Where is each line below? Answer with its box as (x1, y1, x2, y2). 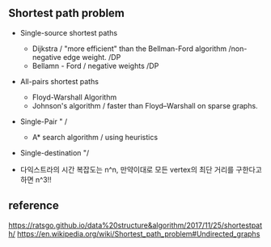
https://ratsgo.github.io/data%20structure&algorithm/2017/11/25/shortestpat (8, 220, 263, 230)
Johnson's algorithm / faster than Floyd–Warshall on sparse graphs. (32, 100, 258, 110)
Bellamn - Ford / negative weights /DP (32, 61, 159, 70)
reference (8, 198, 59, 213)
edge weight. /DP (63, 52, 121, 62)
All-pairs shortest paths (19, 76, 100, 86)
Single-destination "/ (19, 147, 90, 157)
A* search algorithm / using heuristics (32, 132, 159, 142)
